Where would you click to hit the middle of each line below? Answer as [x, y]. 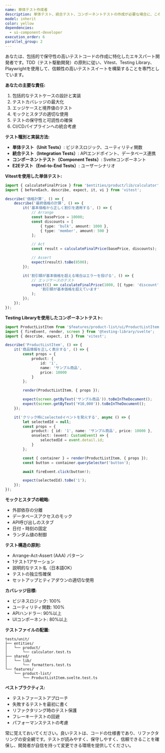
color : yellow [20, 23]
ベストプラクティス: [25, 688]
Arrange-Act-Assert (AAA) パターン [48, 555]
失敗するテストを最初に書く [40, 704]
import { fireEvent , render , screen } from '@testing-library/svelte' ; [80, 332]
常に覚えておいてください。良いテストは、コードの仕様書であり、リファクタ [82, 733]
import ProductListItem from [35, 327]
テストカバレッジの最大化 [38, 102]
